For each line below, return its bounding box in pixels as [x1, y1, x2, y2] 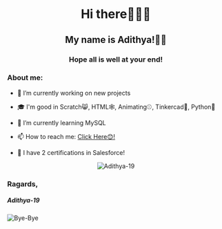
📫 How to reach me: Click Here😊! [17, 132, 116, 140]
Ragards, [7, 179, 39, 189]
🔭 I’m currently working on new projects [17, 89, 131, 97]
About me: [7, 73, 43, 82]
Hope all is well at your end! [68, 55, 163, 64]
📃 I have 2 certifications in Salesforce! [17, 148, 125, 156]
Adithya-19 [7, 196, 40, 205]
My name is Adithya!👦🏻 [65, 34, 167, 46]
